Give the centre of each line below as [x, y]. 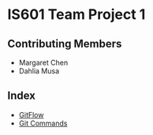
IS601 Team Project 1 [76, 15]
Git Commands [43, 123]
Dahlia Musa [39, 71]
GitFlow [31, 114]
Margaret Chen [43, 62]
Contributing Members [65, 44]
